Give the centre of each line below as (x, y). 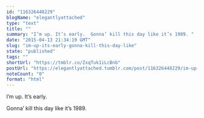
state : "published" (31, 51)
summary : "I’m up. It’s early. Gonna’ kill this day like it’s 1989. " (100, 34)
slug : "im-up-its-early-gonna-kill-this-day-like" (72, 46)
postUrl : (17, 68)
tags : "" (17, 57)
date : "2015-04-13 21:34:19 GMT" (49, 40)
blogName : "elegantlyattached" (46, 18)
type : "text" (23, 23)
